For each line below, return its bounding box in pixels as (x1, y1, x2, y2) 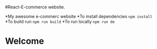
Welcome (5, 36, 44, 47)
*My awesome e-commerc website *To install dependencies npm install (5, 14, 153, 19)
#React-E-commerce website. (5, 4, 66, 10)
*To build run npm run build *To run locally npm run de (5, 19, 115, 24)
